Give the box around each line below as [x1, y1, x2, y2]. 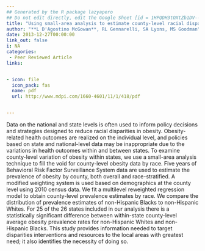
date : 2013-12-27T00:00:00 [6, 32, 75, 38]
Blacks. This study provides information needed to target [29, 225, 173, 232]
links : [6, 60, 23, 66]
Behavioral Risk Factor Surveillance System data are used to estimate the [6, 166, 190, 173]
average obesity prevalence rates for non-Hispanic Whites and [6, 218, 165, 225]
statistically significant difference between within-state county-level [6, 212, 177, 219]
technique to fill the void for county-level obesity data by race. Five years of [6, 160, 197, 167]
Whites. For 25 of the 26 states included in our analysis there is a [6, 205, 170, 213]
